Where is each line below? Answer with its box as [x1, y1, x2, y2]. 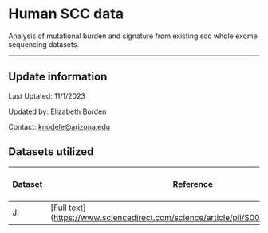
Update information [8, 70, 108, 83]
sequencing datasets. [8, 39, 80, 49]
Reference [172, 178, 214, 189]
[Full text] [50, 202, 86, 213]
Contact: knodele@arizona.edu [8, 122, 110, 131]
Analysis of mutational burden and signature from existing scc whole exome [8, 31, 258, 41]
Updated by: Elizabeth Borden [8, 107, 107, 116]
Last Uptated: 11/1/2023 [8, 91, 86, 100]
